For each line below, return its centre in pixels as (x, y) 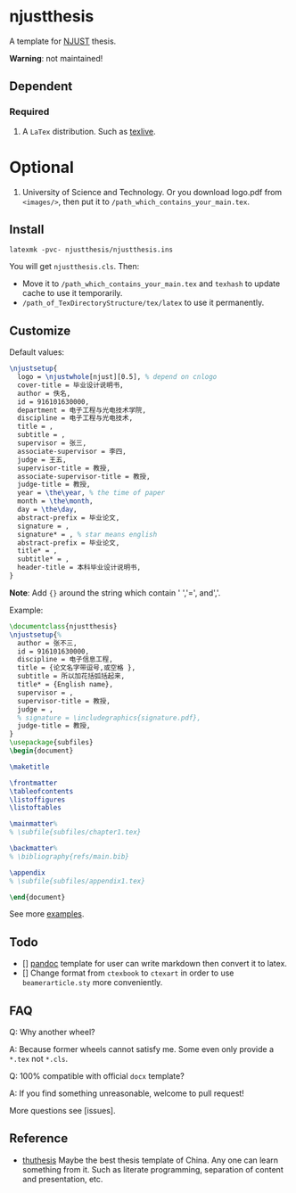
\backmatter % (33, 849)
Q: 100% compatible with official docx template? (97, 1076)
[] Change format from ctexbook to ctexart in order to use (128, 973)
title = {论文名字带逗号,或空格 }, (77, 668)
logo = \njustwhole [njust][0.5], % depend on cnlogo (117, 377)
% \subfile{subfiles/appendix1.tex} (77, 881)
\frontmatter (33, 783)
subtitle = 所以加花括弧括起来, (71, 676)
